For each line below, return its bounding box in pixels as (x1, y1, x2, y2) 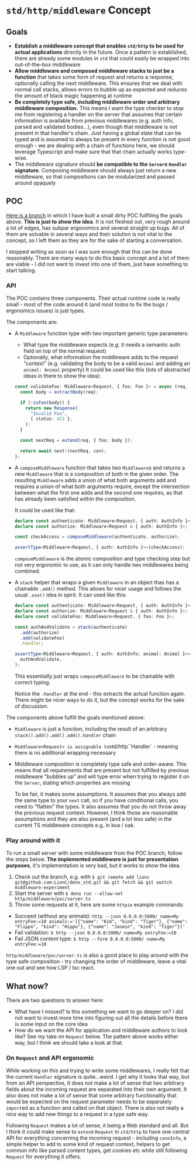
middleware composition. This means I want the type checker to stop (14, 105, 184, 111)
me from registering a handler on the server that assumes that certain (14, 111, 183, 118)
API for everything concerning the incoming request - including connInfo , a (6, 1134, 187, 1141)
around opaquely (14, 179, 56, 186)
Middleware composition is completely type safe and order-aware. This (14, 760, 187, 768)
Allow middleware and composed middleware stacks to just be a (14, 67, 174, 74)
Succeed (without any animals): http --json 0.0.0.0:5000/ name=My (14, 912, 179, 920)
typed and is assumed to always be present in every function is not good (14, 136, 190, 142)
